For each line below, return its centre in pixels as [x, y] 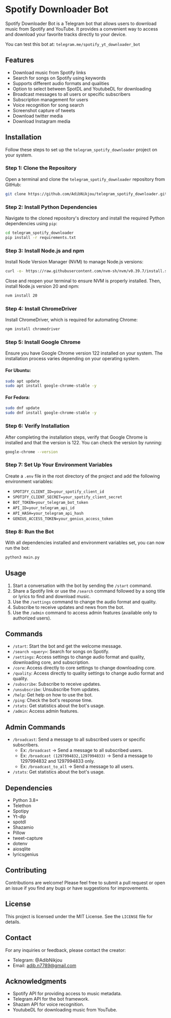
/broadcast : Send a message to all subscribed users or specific [79, 739]
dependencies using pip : [31, 224]
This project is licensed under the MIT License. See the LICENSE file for [79, 916]
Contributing [26, 870]
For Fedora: [18, 397]
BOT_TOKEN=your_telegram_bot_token [50, 502]
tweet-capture [28, 838]
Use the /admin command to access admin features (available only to [85, 612]
